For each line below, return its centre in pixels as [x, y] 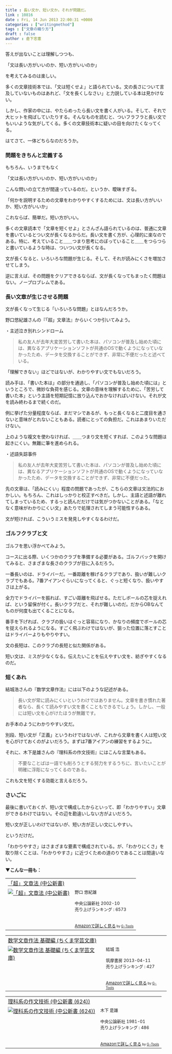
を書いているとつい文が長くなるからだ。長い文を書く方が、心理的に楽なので [86, 235]
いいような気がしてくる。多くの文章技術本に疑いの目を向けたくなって [83, 123]
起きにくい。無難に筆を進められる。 [44, 443]
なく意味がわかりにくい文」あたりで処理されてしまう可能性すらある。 [79, 508]
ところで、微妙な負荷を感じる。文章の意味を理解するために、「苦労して [89, 389]
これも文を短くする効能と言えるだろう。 [48, 781]
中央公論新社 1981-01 [123, 1022]
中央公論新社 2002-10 [97, 904]
